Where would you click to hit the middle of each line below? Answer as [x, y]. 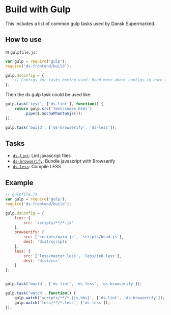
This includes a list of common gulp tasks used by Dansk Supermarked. [80, 24]
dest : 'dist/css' [42, 261]
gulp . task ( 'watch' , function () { [41, 293]
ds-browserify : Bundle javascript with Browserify [64, 161]
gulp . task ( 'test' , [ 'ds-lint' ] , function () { [54, 104]
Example [19, 183]
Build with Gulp [38, 9]
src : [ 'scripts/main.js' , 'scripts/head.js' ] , [74, 237]
